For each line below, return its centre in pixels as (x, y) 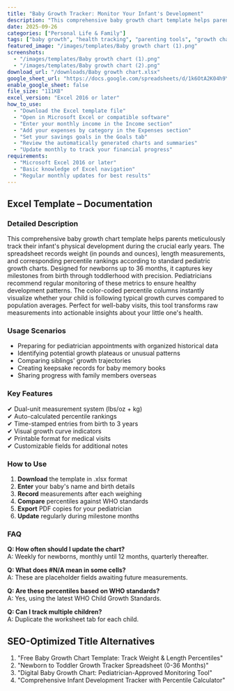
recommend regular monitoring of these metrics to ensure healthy (102, 284)
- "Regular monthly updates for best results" (82, 176)
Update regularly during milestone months (78, 516)
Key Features (30, 394)
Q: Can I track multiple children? (55, 612)
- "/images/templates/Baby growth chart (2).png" (87, 65)
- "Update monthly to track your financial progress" (93, 150)
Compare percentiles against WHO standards (83, 502)
